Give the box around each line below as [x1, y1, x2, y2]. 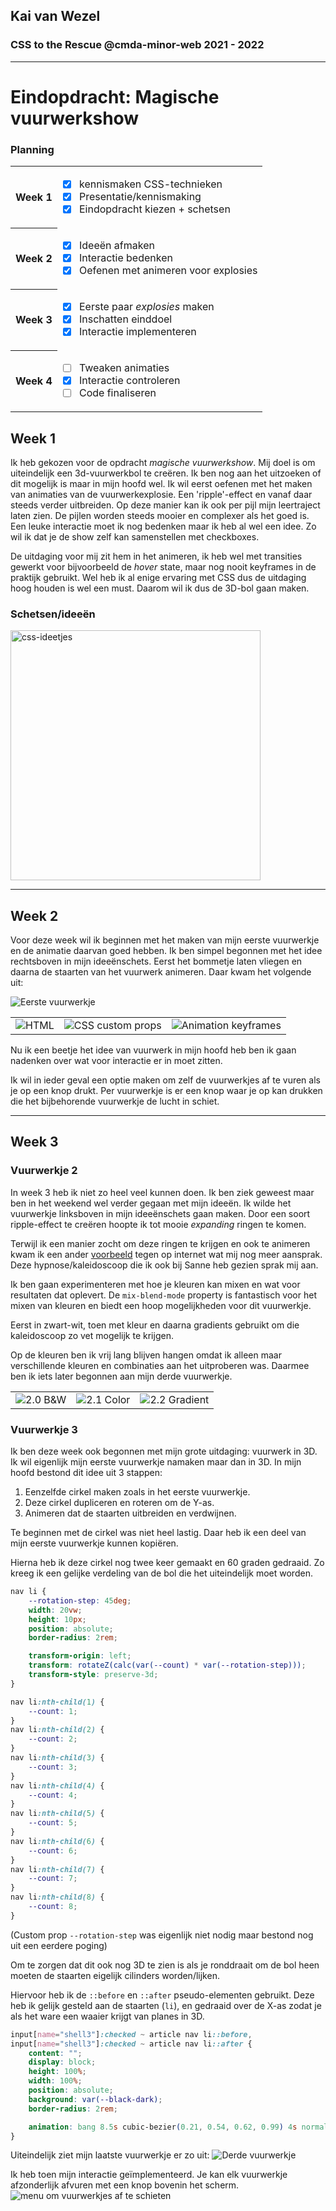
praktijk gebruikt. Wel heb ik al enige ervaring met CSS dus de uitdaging [10, 571, 307, 583]
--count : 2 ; [28, 1734, 78, 1744]
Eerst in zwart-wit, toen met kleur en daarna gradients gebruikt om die [10, 1319, 300, 1331]
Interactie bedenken [78, 251, 173, 265]
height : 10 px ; [28, 1614, 87, 1624]
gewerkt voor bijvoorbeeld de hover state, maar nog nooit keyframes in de [10, 560, 317, 573]
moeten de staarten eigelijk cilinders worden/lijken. [10, 1969, 220, 1981]
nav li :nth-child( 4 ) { [10, 1780, 105, 1791]
